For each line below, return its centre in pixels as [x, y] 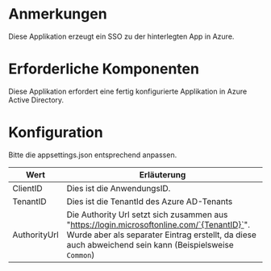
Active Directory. [36, 100]
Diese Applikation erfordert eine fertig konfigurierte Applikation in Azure [128, 91]
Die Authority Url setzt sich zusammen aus [147, 215]
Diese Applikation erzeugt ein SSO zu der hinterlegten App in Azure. [121, 36]
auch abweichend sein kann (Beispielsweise [150, 244]
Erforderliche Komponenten [104, 69]
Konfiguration [56, 133]
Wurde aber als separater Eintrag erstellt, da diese [161, 235]
